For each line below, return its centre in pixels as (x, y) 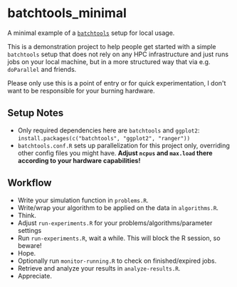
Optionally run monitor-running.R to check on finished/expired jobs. (117, 261)
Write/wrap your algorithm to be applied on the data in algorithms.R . (118, 207)
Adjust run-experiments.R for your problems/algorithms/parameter (115, 223)
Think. (27, 215)
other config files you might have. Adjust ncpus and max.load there (115, 153)
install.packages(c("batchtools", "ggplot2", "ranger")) (104, 138)
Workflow (30, 183)
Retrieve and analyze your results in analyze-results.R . (99, 268)
